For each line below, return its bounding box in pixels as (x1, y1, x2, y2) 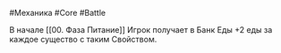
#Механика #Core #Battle (9, 8, 106, 18)
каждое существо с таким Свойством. (9, 34, 158, 44)
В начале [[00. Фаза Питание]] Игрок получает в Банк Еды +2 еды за (9, 25, 273, 34)
